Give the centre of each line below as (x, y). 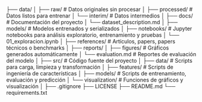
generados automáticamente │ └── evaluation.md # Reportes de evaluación (101, 54)
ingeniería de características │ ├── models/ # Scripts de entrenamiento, (96, 73)
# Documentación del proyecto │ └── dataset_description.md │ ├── (92, 22)
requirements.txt (27, 93)
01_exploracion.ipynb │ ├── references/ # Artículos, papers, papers (91, 41)
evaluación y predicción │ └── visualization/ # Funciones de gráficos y (95, 80)
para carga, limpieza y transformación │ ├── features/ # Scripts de (90, 67)
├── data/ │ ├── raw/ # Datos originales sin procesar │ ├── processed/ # (99, 9)
